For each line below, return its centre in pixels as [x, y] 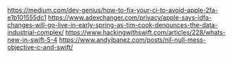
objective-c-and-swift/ [40, 47]
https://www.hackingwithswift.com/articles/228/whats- [146, 32]
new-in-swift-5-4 [32, 40]
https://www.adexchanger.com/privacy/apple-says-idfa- [130, 17]
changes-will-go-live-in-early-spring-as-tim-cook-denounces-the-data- [113, 25]
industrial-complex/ [36, 32]
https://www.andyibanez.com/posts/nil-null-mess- [132, 40]
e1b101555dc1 [27, 17]
